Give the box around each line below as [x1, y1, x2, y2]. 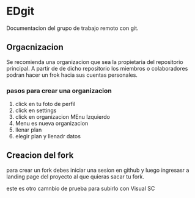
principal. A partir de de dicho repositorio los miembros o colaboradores [6, 65, 188, 72]
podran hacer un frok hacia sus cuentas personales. [6, 71, 138, 79]
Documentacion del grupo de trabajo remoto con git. [6, 24, 139, 32]
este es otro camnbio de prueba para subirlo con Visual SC [6, 185, 155, 192]
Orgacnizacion [6, 42, 64, 52]
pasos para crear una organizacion [6, 87, 112, 95]
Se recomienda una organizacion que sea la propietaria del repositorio [6, 58, 183, 65]
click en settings [15, 107, 57, 114]
